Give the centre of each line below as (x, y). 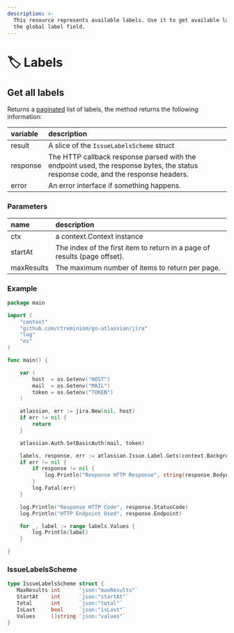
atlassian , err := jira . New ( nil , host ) (78, 411)
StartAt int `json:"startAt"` (73, 597)
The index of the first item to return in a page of (133, 248)
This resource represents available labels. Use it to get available (116, 20)
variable (24, 134)
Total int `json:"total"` (70, 603)
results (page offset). (90, 256)
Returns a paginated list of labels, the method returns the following (103, 109)
